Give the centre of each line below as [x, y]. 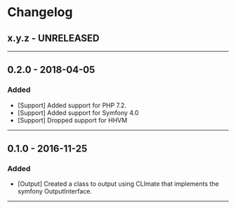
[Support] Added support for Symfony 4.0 [78, 112]
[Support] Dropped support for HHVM [72, 120]
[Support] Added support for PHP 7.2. [72, 105]
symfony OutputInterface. [55, 191]
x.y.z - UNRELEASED [53, 38]
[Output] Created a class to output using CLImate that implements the [118, 184]
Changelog [40, 12]
